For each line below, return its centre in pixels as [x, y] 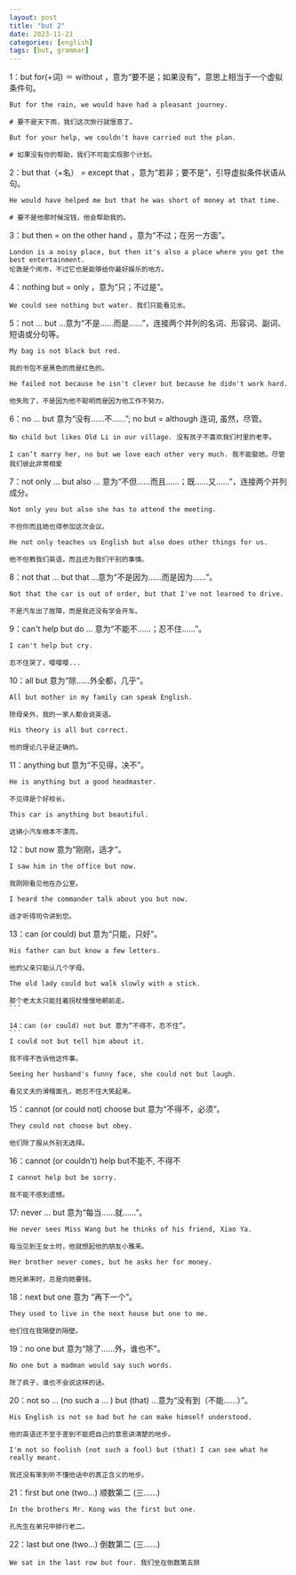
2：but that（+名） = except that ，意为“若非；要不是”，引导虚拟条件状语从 [148, 173]
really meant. [36, 1458]
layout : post [33, 17]
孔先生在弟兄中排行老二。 [49, 1527]
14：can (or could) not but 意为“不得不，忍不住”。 [100, 1026]
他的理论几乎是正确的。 [46, 748]
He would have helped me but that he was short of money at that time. [144, 201]
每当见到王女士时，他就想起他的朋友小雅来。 [79, 1247]
